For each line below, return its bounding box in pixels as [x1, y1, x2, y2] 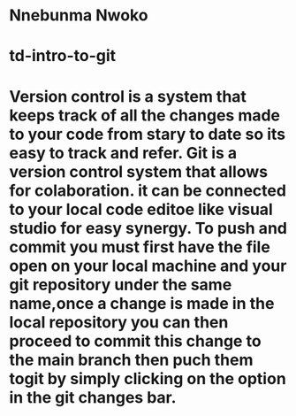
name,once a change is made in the [9, 293, 275, 313]
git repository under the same [9, 274, 232, 295]
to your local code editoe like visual [9, 199, 274, 220]
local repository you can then [9, 312, 229, 332]
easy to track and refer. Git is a [9, 143, 238, 163]
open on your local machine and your [9, 256, 287, 275]
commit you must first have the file [9, 236, 271, 257]
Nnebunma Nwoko [9, 5, 148, 26]
